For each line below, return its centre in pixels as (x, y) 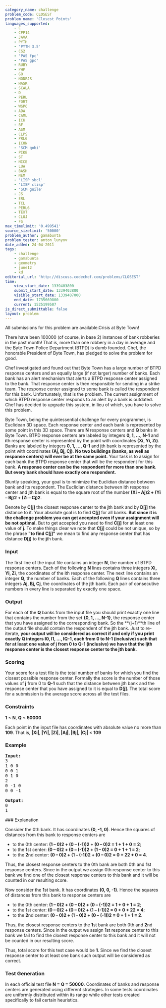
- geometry (25, 263)
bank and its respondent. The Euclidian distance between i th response (77, 487)
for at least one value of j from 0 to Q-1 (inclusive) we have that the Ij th (79, 644)
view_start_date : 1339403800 (44, 286)
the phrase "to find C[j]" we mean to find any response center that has (78, 533)
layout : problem (22, 314)
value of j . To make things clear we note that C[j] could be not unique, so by (83, 529)
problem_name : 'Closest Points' (38, 19)
